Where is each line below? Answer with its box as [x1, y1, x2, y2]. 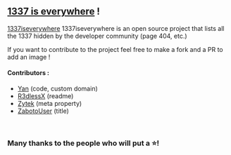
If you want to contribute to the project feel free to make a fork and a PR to [7, 45, 223, 53]
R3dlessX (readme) [17, 92, 74, 100]
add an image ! [7, 53, 51, 61]
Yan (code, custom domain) [17, 84, 99, 93]
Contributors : [7, 69, 49, 77]
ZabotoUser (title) [17, 107, 69, 115]
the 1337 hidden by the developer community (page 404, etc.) [7, 32, 188, 40]
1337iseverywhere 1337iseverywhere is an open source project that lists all [7, 24, 225, 32]
